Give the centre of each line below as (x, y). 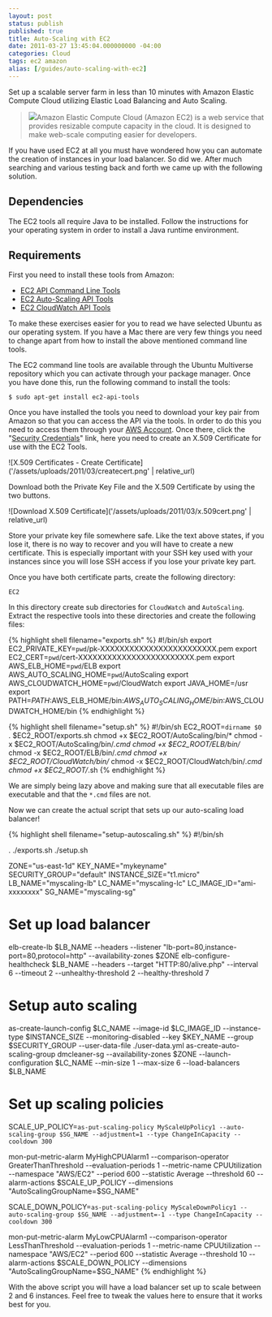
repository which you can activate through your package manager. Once (130, 374)
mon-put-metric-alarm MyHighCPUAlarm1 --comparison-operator (119, 1156)
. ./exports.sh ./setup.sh (48, 850)
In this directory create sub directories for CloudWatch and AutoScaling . (127, 607)
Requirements (45, 255)
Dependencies (46, 202)
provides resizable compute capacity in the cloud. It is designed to (140, 126)
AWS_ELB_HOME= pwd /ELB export (65, 666)
